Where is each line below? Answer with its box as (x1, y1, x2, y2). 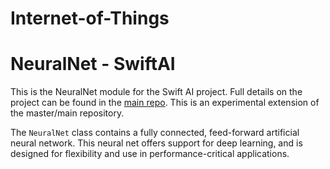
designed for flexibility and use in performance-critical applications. (10, 148, 290, 160)
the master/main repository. (10, 107, 125, 119)
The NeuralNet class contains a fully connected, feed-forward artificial (10, 127, 300, 139)
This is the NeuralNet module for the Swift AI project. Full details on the (10, 86, 303, 98)
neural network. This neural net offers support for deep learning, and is (10, 137, 303, 149)
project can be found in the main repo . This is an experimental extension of (10, 97, 320, 109)
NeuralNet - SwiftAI (10, 53, 176, 76)
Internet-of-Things (10, 7, 170, 30)
